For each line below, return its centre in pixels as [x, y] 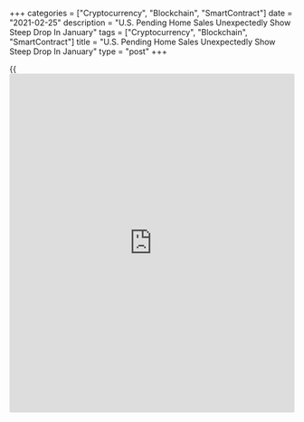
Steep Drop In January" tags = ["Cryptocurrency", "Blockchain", [128, 32]
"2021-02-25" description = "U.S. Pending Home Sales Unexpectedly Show [150, 23]
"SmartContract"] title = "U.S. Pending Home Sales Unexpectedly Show [142, 42]
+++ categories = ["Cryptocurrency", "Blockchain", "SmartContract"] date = [151, 13]
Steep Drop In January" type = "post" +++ [88, 52]
